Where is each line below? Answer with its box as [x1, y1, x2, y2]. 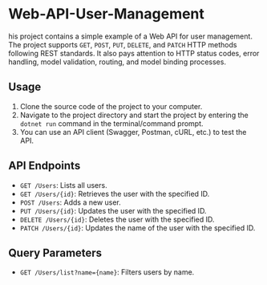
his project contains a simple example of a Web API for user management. [8, 31, 253, 41]
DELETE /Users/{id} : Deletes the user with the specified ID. [19, 214, 215, 224]
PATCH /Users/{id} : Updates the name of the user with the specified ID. [19, 222, 256, 233]
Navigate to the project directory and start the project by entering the [19, 110, 249, 120]
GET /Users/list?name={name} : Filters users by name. [19, 267, 195, 277]
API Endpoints [8, 159, 81, 173]
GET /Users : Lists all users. [19, 180, 107, 189]
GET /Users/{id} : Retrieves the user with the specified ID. [19, 189, 210, 198]
